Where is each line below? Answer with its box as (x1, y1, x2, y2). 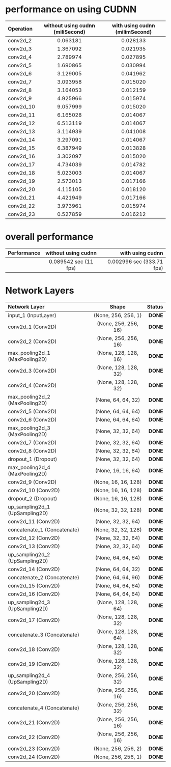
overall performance (5, 231, 94, 243)
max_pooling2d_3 (8, 424, 51, 431)
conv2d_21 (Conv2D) (8, 719, 60, 726)
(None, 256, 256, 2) (93, 745, 142, 752)
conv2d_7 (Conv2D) (8, 439, 57, 446)
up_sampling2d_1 (8, 503, 50, 510)
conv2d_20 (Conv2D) (8, 690, 60, 697)
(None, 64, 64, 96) (95, 574, 140, 581)
